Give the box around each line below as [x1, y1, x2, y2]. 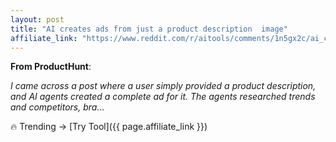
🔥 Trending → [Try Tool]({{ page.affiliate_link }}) [10, 121, 208, 133]
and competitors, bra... [10, 101, 105, 113]
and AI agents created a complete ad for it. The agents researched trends [10, 91, 316, 103]
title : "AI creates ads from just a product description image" [10, 24, 288, 34]
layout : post [10, 14, 65, 25]
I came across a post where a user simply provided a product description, [10, 80, 317, 92]
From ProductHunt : [10, 61, 92, 73]
